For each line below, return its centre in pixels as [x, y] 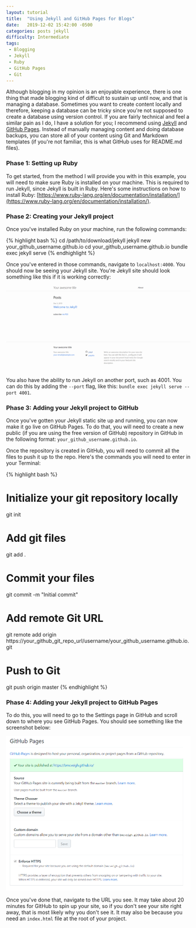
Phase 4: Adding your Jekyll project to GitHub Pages [82, 702]
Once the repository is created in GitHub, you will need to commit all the [93, 451]
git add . [16, 554]
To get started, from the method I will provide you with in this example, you [96, 176]
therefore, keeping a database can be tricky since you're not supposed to [94, 110]
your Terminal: [23, 463]
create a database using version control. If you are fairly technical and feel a [98, 117]
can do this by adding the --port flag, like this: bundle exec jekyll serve [94, 386]
